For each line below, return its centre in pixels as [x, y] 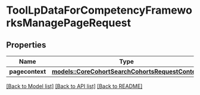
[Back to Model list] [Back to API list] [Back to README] [74, 86]
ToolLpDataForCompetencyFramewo [99, 10]
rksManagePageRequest [69, 23]
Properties [26, 45]
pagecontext [28, 72]
